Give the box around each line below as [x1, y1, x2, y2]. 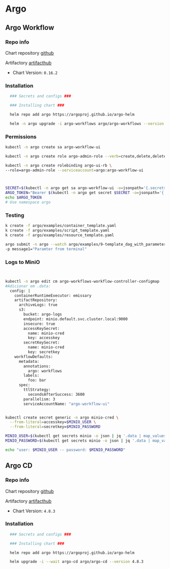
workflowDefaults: [14, 354, 53, 359]
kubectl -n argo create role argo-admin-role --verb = [5, 154, 121, 159]
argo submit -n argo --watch [5, 242, 67, 247]
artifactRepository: [14, 297, 58, 303]
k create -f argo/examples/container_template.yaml [5, 223, 116, 229]
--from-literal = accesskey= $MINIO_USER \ [10, 420, 96, 425]
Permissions [5, 133, 37, 140]
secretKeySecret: [23, 340, 60, 345]
